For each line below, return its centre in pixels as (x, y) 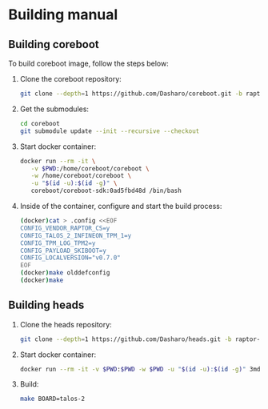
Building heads (46, 305)
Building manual (63, 15)
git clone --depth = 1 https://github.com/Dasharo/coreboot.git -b (131, 94)
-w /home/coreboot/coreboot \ (81, 176)
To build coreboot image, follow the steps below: (89, 63)
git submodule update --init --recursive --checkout (110, 131)
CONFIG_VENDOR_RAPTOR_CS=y (65, 228)
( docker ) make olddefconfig (65, 273)
